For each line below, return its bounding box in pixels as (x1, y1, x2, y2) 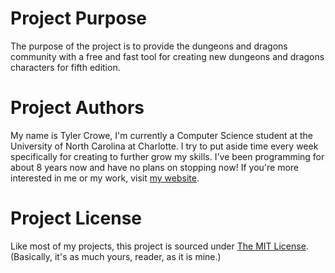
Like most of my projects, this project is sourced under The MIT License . (10, 240, 309, 252)
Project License (10, 207, 143, 230)
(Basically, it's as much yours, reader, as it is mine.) (10, 250, 222, 262)
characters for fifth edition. (10, 61, 121, 73)
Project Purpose (10, 7, 148, 30)
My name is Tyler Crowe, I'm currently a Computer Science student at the (10, 129, 313, 141)
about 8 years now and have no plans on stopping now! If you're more (10, 161, 300, 173)
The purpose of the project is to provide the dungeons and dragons (10, 40, 288, 52)
